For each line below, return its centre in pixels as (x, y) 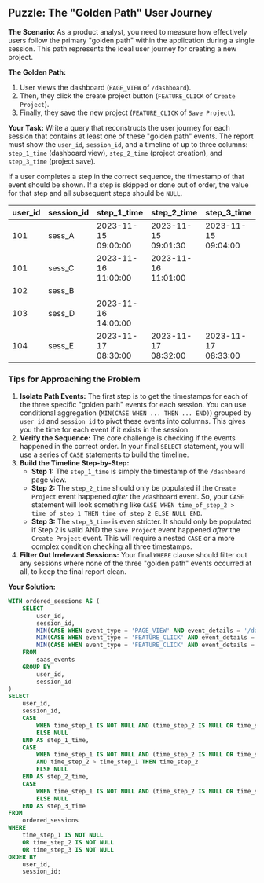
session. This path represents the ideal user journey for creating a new (123, 48)
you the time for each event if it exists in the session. (104, 430)
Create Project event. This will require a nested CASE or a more (133, 539)
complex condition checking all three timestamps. (112, 546)
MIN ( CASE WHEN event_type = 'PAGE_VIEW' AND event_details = (139, 631)
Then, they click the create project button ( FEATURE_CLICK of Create (127, 96)
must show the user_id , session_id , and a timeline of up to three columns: (128, 144)
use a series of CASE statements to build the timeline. (104, 454)
